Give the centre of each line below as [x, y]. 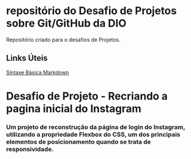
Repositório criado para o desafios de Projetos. [63, 39]
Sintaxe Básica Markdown [38, 72]
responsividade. [30, 149]
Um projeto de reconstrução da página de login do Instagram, [96, 127]
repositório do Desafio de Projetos [91, 11]
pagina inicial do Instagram [74, 109]
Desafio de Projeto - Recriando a [87, 96]
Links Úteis [27, 58]
